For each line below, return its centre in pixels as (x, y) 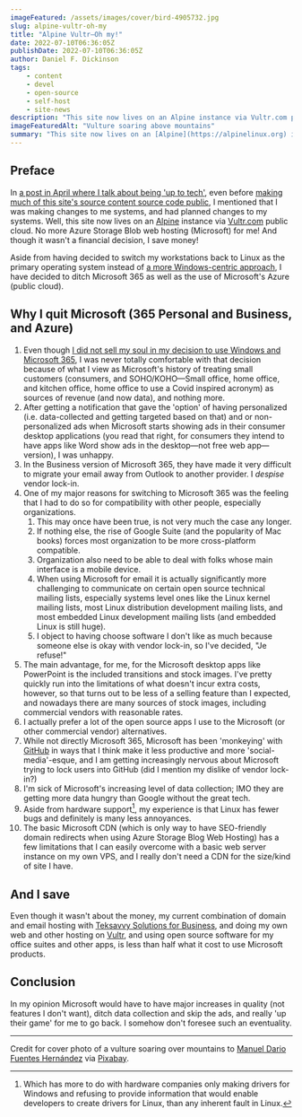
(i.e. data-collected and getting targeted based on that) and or (138, 416)
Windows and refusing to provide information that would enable (141, 1093)
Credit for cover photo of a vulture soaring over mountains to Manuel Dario (148, 1048)
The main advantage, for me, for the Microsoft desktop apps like (142, 664)
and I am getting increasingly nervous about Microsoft (179, 760)
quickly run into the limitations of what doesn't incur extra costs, (142, 684)
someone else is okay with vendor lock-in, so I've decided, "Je (151, 645)
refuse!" (52, 655)
